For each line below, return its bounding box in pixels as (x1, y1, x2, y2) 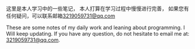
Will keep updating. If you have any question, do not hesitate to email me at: (6, 30, 190, 37)
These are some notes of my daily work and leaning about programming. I (6, 24, 185, 31)
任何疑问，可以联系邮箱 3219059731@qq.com (6, 12, 116, 19)
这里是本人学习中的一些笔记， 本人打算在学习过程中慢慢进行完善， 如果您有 (6, 5, 189, 12)
